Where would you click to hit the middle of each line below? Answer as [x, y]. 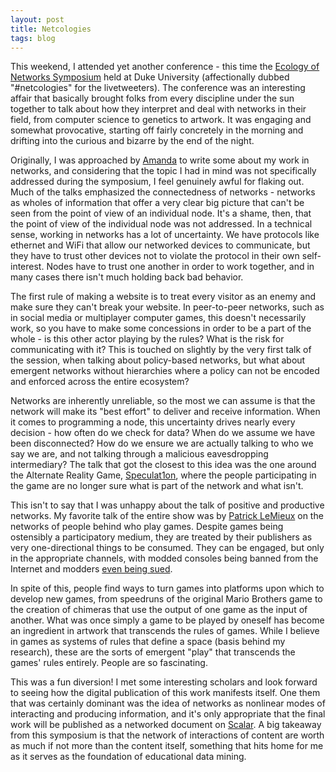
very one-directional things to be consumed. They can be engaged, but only [167, 548]
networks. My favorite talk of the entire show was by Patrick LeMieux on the [167, 516]
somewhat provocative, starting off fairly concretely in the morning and [157, 130]
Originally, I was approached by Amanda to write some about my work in [160, 160]
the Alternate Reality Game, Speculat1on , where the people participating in [163, 475]
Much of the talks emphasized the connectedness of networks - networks [163, 192]
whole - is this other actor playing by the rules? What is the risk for [147, 339]
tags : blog [33, 38]
